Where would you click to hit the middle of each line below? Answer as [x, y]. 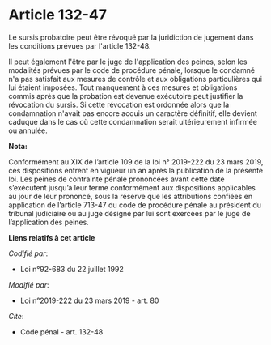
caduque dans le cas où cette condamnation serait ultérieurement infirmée [133, 121]
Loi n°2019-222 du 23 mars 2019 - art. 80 [89, 300]
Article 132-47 [58, 15]
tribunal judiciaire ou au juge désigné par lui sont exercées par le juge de [129, 213]
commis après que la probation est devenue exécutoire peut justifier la [126, 96]
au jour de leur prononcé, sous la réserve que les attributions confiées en [131, 196]
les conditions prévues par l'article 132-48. [80, 45]
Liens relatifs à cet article [52, 237]
